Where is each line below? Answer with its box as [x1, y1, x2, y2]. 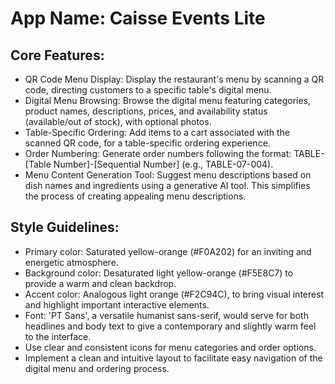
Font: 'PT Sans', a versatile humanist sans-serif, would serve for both [24, 309, 309, 321]
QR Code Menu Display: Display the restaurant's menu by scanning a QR [24, 73, 325, 85]
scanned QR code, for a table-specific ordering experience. [24, 137, 271, 149]
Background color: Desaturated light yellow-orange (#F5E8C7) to [24, 267, 294, 279]
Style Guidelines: [10, 219, 120, 236]
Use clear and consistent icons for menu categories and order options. [24, 341, 317, 353]
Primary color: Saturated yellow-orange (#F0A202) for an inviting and [24, 245, 312, 257]
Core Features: [10, 47, 105, 64]
